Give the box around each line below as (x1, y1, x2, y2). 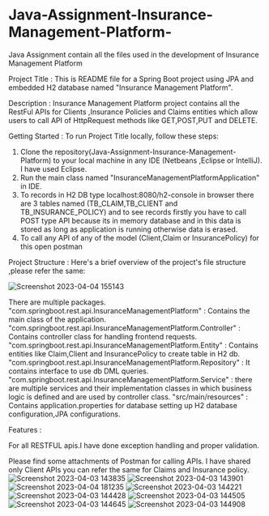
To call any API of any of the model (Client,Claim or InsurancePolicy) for (19, 232, 259, 242)
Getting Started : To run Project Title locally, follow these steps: (8, 131, 219, 141)
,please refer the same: (8, 266, 86, 275)
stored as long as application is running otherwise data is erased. (19, 224, 238, 234)
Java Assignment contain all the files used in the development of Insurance (8, 49, 259, 59)
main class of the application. (8, 314, 107, 324)
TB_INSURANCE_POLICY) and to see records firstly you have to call (19, 207, 247, 216)
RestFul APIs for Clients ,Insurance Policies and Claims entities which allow (8, 107, 258, 117)
